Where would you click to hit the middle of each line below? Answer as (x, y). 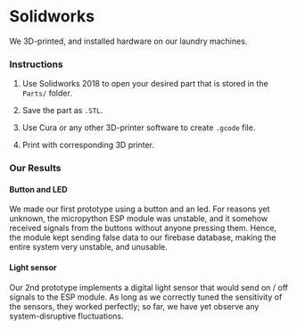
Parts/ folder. (47, 93)
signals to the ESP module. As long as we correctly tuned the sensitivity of (146, 297)
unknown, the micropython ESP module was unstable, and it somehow (139, 219)
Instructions (37, 64)
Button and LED (39, 189)
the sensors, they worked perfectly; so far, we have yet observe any (134, 306)
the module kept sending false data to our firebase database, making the (143, 237)
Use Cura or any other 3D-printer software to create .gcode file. (139, 128)
